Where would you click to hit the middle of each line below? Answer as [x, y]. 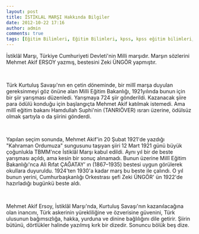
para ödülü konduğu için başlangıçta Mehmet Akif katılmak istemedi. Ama [96, 104]
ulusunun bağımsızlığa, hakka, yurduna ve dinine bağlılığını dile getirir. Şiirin [98, 219]
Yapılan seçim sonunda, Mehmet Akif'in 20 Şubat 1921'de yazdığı [85, 139]
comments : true [25, 34]
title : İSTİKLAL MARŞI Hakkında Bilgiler [58, 17]
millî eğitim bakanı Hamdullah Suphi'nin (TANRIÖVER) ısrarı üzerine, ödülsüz [99, 110]
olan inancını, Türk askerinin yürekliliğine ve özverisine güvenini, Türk [91, 212]
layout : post [22, 12]
